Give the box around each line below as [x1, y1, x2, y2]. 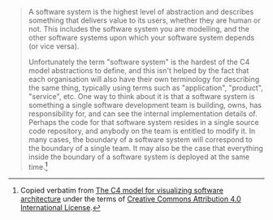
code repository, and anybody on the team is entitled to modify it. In [28, 126, 256, 136]
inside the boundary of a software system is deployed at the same [28, 152, 250, 162]
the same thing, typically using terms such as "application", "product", [28, 83, 264, 93]
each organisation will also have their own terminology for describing [28, 75, 260, 84]
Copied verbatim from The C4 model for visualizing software [19, 185, 223, 195]
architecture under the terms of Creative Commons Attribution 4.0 [19, 194, 241, 204]
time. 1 [28, 161, 48, 171]
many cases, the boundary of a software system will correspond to [28, 135, 253, 145]
